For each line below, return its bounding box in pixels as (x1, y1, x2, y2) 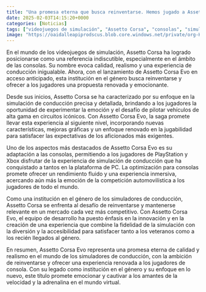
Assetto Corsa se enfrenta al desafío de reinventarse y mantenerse (6, 202, 176, 209)
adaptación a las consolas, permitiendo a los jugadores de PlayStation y (6, 151, 188, 158)
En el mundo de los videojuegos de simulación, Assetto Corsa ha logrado (6, 48, 191, 56)
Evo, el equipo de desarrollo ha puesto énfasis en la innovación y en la (6, 215, 185, 222)
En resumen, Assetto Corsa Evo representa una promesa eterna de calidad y (6, 246, 200, 253)
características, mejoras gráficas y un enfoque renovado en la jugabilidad (6, 126, 192, 133)
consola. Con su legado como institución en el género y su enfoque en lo (6, 266, 191, 273)
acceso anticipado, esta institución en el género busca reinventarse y (6, 75, 182, 82)
